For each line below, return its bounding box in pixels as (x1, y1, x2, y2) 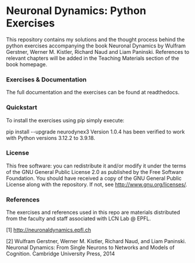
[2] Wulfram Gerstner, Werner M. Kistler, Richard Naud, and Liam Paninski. (6, 238, 186, 245)
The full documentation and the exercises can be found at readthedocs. (6, 89, 180, 96)
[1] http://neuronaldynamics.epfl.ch (6, 227, 91, 234)
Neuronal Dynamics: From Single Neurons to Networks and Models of (6, 244, 175, 251)
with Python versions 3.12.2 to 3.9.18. (6, 134, 96, 141)
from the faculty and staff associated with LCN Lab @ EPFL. (6, 215, 152, 222)
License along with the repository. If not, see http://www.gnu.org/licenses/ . (6, 180, 187, 188)
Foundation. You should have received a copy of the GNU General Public (6, 175, 182, 182)
